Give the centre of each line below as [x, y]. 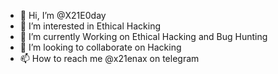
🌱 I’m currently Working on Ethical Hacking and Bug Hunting [143, 36]
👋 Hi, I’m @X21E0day [63, 15]
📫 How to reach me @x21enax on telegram [109, 58]
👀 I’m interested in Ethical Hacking [90, 26]
